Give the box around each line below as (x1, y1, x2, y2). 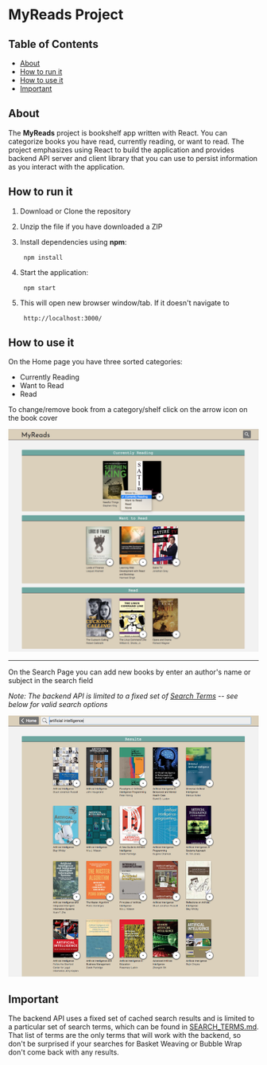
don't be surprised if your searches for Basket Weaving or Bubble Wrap (8, 1039, 242, 1049)
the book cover (8, 413, 58, 423)
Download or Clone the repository (19, 206, 131, 216)
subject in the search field (8, 676, 94, 686)
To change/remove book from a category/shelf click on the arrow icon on (8, 405, 248, 415)
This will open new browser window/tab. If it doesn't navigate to (19, 297, 230, 308)
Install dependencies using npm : (19, 237, 127, 246)
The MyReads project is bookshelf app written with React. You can (8, 128, 228, 137)
